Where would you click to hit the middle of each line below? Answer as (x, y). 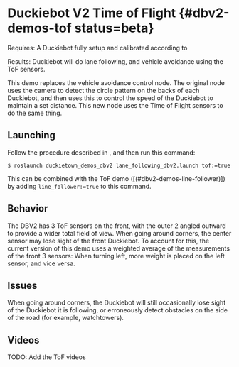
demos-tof (40, 28)
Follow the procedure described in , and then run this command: (101, 152)
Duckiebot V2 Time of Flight (92, 13)
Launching (31, 135)
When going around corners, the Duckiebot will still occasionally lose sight (117, 302)
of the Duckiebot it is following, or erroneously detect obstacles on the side (118, 310)
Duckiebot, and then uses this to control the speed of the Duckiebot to (110, 98)
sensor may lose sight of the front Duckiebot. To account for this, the (108, 241)
